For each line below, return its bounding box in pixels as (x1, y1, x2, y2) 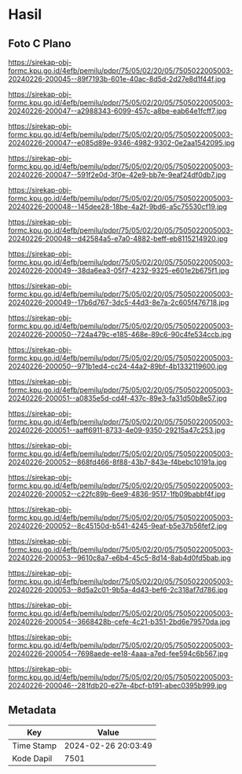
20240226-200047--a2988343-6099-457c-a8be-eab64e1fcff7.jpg (8, 106, 227, 116)
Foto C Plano (8, 37, 71, 50)
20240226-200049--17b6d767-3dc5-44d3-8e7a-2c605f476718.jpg (8, 298, 229, 307)
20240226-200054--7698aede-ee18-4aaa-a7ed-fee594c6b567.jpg (8, 649, 229, 658)
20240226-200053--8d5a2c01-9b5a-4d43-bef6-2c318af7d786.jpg (8, 585, 228, 594)
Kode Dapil (12, 753, 53, 764)
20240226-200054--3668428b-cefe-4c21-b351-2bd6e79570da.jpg (8, 617, 230, 626)
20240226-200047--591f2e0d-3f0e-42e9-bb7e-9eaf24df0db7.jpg (8, 171, 226, 179)
